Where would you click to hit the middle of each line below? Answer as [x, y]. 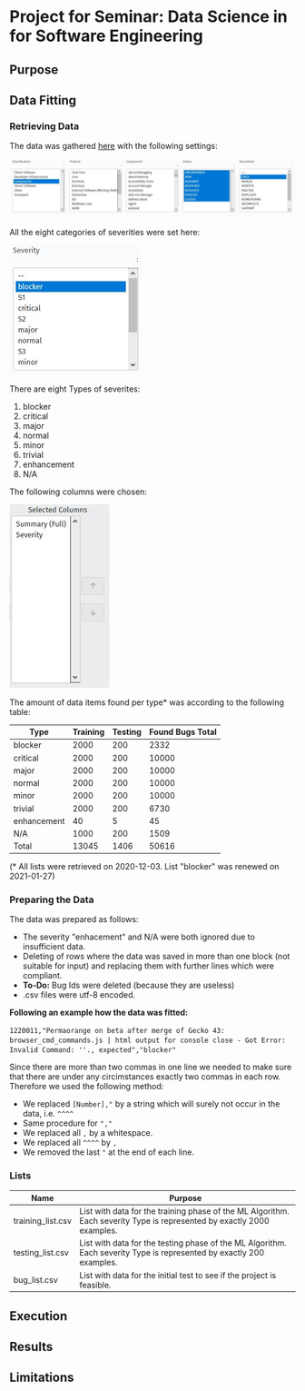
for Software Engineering [106, 36]
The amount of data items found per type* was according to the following [147, 702]
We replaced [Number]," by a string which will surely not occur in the [151, 1104]
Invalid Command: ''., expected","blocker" [93, 1050]
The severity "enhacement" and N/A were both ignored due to [139, 937]
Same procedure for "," [68, 1123]
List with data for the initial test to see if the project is [178, 1275]
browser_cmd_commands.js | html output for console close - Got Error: [148, 1041]
